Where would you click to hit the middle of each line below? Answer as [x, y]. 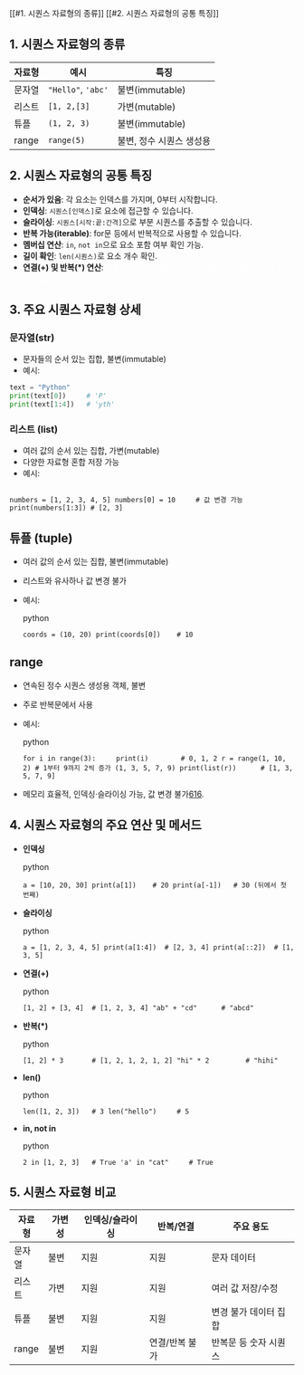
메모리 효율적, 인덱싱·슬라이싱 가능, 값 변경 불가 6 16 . [113, 794]
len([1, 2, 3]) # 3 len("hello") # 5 [106, 1112]
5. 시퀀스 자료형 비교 [63, 1193]
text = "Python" [40, 387]
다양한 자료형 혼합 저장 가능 [71, 462]
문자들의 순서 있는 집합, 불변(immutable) [95, 359]
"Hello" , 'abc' [78, 89]
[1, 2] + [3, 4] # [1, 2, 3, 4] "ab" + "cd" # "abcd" [138, 1007]
